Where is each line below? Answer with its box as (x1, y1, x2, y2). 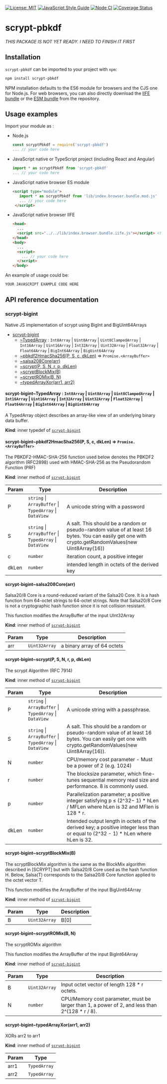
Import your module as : (5, 123, 54, 129)
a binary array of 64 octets (61, 643, 123, 650)
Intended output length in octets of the (66, 817, 157, 824)
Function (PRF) (5, 465, 36, 471)
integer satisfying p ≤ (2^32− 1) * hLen (66, 797, 159, 804)
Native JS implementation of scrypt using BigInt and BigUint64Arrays (5, 322, 147, 328)
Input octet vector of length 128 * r (61, 981, 144, 988)
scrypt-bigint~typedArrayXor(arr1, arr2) (5, 1022, 90, 1028)
